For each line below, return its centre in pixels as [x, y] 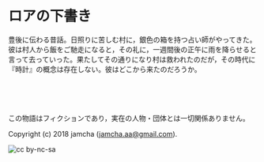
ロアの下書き [50, 16]
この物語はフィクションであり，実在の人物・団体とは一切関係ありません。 [129, 118]
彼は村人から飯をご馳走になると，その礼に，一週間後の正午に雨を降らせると [132, 49]
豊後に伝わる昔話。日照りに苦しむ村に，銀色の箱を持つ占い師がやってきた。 [132, 40]
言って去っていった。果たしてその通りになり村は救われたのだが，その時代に [132, 59]
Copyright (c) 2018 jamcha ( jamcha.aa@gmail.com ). [93, 134]
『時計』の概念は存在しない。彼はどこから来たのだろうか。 [105, 69]
